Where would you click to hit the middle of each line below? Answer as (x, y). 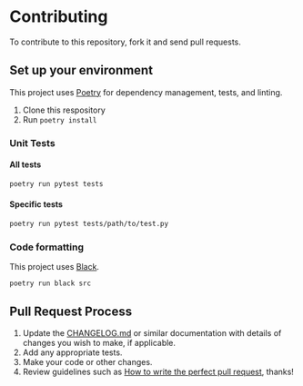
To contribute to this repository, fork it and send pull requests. (125, 42)
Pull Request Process (71, 311)
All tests (25, 164)
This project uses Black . (55, 267)
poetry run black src (50, 283)
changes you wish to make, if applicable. (99, 342)
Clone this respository (64, 110)
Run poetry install (60, 119)
